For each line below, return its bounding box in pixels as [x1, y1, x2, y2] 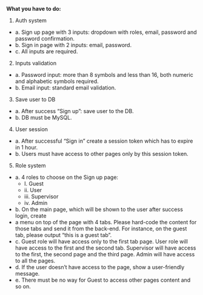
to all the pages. [15, 257, 56, 264]
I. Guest [24, 180, 44, 187]
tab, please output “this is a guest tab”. [15, 232, 112, 238]
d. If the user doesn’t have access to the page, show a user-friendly [15, 264, 185, 271]
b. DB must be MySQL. [15, 114, 72, 121]
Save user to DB [15, 96, 56, 103]
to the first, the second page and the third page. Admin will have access [15, 251, 195, 258]
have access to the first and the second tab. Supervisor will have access [15, 244, 196, 251]
